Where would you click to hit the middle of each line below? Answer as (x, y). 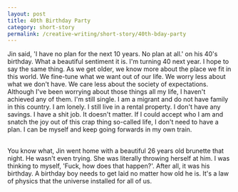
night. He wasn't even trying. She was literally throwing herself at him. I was (119, 159)
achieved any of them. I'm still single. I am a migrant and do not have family (118, 100)
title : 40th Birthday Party (49, 21)
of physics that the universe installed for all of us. (79, 181)
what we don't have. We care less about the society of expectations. (108, 84)
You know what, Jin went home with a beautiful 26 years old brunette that (116, 151)
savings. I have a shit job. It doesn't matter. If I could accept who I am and (115, 114)
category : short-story (41, 27)
